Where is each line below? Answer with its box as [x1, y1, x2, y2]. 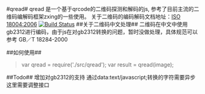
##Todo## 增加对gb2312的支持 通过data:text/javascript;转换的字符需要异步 [6, 74, 196, 81]
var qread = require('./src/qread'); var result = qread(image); [21, 61, 174, 68]
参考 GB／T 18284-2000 [6, 36, 69, 43]
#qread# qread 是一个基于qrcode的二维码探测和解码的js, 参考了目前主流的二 [6, 5, 199, 12]
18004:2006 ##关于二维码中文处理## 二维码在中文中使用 [6, 21, 188, 27]
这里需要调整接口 [6, 81, 50, 89]
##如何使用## [6, 49, 42, 56]
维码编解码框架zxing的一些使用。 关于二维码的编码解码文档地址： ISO [6, 13, 181, 20]
